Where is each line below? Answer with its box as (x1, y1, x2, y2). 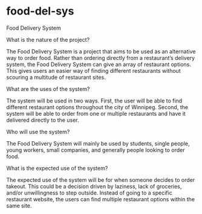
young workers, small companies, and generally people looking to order (6, 146, 186, 153)
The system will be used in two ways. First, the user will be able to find (6, 97, 183, 104)
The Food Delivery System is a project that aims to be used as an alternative (6, 47, 196, 55)
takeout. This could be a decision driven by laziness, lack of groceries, (6, 182, 182, 190)
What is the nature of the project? (6, 36, 90, 43)
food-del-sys (6, 4, 74, 18)
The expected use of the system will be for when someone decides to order (6, 176, 195, 183)
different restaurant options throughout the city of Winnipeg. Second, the (6, 103, 189, 110)
